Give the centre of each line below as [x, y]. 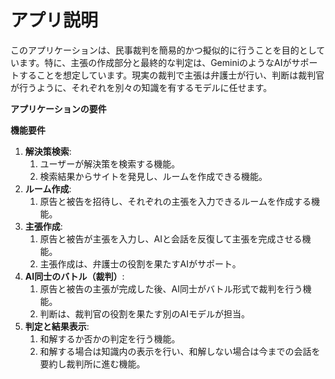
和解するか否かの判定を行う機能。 [110, 338]
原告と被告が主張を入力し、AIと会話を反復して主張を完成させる [171, 238]
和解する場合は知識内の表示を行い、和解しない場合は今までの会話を [180, 351]
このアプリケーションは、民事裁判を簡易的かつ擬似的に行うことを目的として [168, 50]
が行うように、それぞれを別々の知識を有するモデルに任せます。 [141, 87]
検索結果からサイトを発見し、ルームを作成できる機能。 [153, 176]
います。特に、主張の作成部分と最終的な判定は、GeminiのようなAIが [151, 62]
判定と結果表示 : [57, 326]
